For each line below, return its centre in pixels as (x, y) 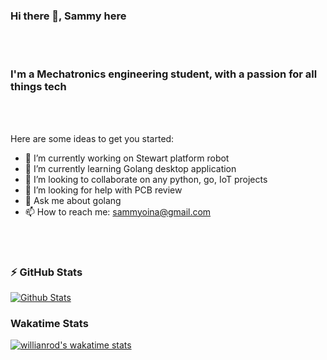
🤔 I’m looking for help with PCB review (103, 190)
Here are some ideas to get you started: (92, 138)
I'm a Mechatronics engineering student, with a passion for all (164, 74)
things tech (38, 87)
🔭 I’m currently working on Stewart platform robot (127, 158)
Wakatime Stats (49, 323)
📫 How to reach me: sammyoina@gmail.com (118, 211)
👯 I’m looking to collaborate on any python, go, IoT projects (146, 179)
